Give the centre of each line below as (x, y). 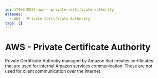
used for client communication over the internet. (53, 71)
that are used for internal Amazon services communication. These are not (79, 66)
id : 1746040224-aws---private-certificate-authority (60, 10)
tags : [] (14, 23)
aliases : (14, 14)
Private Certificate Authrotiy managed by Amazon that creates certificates (79, 61)
